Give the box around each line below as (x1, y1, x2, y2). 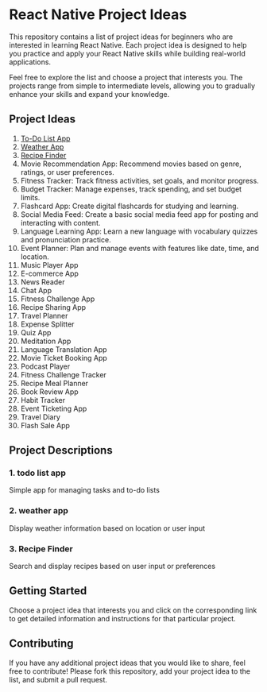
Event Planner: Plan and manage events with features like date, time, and (20, 243, 259, 253)
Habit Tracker (20, 395, 66, 404)
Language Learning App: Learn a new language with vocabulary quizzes (20, 226, 258, 236)
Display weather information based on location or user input (9, 523, 206, 533)
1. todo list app (9, 467, 66, 478)
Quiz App (20, 327, 52, 337)
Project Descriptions (9, 443, 114, 458)
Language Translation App (20, 344, 107, 354)
